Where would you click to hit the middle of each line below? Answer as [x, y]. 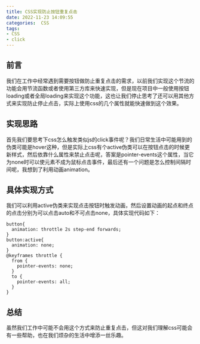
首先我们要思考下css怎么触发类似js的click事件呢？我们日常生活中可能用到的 [99, 139]
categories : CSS [28, 23]
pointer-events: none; [45, 266]
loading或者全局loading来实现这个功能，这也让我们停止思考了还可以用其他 [98, 96]
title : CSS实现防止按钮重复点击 [42, 12]
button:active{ [25, 240]
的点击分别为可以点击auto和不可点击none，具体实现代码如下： [83, 213]
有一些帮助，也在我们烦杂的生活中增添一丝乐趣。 [66, 335]
